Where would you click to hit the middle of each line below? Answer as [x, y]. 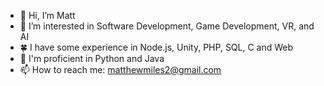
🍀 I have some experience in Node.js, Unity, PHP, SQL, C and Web [156, 47]
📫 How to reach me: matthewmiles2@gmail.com [120, 69]
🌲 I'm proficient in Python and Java [92, 58]
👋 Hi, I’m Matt [47, 15]
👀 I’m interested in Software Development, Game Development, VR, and [167, 26]
